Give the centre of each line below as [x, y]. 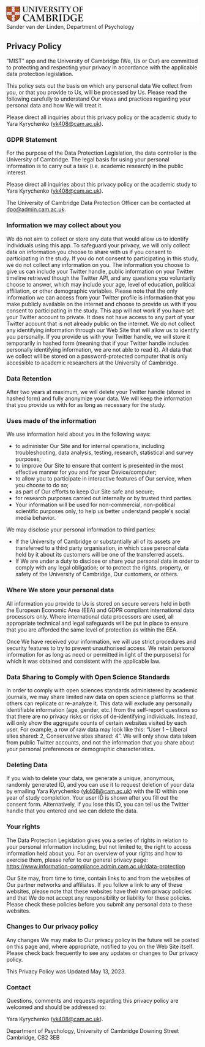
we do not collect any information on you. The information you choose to [98, 265]
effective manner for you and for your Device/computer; [86, 472]
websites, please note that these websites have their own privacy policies [99, 891]
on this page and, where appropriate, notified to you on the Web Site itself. [100, 946]
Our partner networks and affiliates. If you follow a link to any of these [94, 884]
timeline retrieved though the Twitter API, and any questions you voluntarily [101, 278]
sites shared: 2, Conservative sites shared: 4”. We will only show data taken [102, 736]
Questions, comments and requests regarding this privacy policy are [92, 1001]
